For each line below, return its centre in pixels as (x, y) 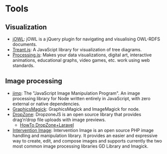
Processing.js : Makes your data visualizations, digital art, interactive (82, 55)
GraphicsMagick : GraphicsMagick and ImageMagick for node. (76, 109)
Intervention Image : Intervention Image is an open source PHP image (83, 130)
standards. (23, 66)
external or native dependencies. (46, 104)
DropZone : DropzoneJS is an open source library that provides (77, 114)
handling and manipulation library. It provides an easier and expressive (85, 136)
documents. (25, 44)
